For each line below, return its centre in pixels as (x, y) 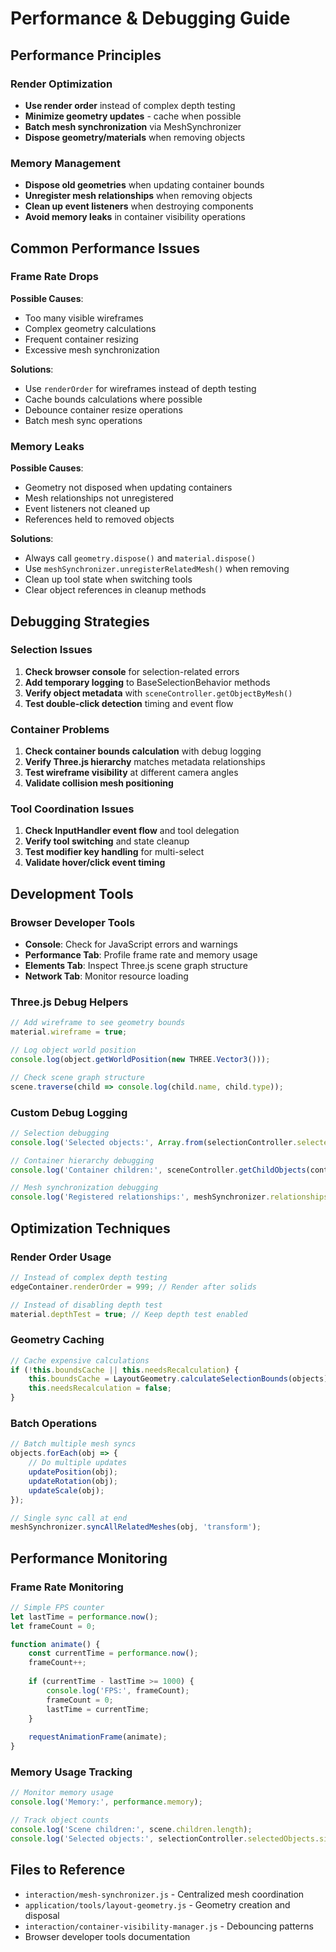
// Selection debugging (60, 1133)
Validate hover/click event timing (95, 863)
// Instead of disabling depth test (86, 1305)
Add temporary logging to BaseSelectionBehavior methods (147, 682)
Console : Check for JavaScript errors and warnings (131, 944)
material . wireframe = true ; (69, 1032)
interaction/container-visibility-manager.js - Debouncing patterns (169, 1926)
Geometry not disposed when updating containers (128, 488)
